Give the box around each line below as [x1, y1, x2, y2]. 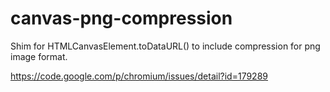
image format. [10, 50, 68, 62]
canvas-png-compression [10, 7, 233, 30]
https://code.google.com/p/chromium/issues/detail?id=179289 [10, 70, 268, 82]
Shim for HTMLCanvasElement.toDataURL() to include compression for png [10, 40, 321, 52]
